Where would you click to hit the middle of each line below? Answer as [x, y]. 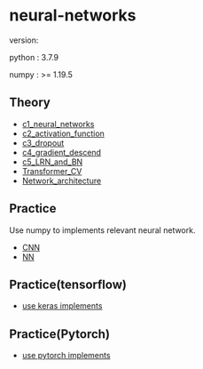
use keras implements [62, 306]
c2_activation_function [63, 133]
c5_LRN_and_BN [52, 162]
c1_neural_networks [58, 124]
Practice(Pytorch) [60, 334]
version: [24, 40]
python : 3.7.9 [34, 57]
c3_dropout [43, 142]
